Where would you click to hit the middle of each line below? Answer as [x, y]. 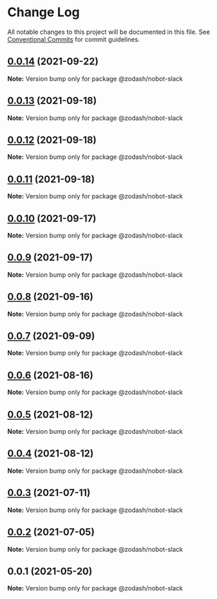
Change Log [43, 12]
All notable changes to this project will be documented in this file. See [109, 32]
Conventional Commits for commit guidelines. [74, 39]
